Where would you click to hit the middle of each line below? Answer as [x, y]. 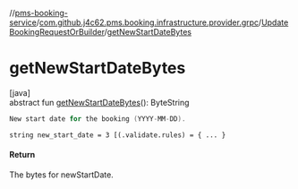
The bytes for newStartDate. [61, 175]
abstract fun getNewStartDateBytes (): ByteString [99, 102]
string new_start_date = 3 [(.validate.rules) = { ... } [118, 135]
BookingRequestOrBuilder [57, 32]
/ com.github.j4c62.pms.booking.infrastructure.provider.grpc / [149, 22]
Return [22, 155]
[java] [20, 92]
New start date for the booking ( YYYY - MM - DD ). [98, 119]
